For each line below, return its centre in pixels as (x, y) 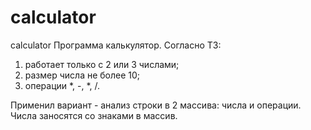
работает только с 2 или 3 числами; (102, 64)
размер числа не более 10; (82, 75)
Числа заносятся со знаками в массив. (94, 115)
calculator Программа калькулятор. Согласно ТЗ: (116, 45)
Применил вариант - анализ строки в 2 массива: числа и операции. (156, 105)
